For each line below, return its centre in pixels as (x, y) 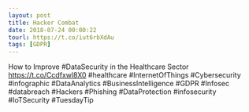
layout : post (30, 15)
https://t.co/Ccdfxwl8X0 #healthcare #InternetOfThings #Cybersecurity (125, 75)
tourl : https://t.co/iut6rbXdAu (61, 37)
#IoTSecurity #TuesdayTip (51, 100)
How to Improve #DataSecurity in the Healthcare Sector (98, 67)
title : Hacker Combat (44, 23)
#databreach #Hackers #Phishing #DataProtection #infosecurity (112, 92)
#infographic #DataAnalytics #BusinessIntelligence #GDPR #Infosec (119, 84)
